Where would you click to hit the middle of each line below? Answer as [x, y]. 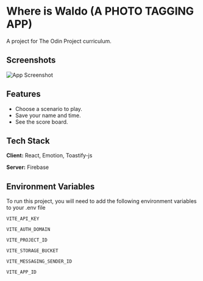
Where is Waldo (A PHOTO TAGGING [100, 11]
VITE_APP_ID [21, 272]
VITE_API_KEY [23, 219]
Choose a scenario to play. [48, 108]
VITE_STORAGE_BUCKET [33, 251]
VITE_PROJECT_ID [27, 240]
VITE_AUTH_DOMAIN [28, 230]
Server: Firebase [28, 167]
